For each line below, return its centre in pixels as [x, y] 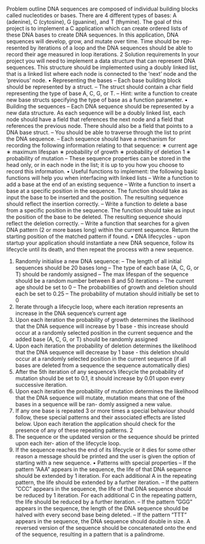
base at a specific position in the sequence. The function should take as [97, 191]
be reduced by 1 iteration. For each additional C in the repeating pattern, [106, 495]
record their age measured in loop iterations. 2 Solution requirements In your [103, 54]
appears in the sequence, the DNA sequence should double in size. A [103, 521]
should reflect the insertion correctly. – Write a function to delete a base [97, 204]
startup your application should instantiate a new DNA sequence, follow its [100, 243]
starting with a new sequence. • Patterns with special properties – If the [106, 463]
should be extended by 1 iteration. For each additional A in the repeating [106, 476]
